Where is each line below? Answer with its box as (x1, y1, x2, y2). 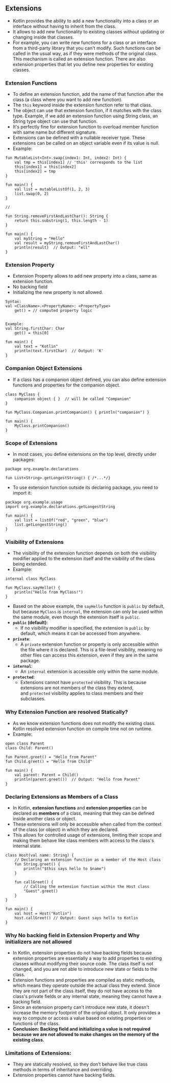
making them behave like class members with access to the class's (12, 837, 154, 843)
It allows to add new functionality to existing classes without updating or (12, 28, 165, 35)
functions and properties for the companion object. (12, 381, 120, 388)
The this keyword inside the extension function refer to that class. (12, 102, 152, 108)
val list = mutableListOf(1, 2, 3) (14, 187, 90, 192)
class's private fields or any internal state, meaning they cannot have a (12, 993, 162, 1000)
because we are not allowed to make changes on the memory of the (12, 1031, 159, 1037)
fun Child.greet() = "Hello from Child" (5, 759, 93, 764)
